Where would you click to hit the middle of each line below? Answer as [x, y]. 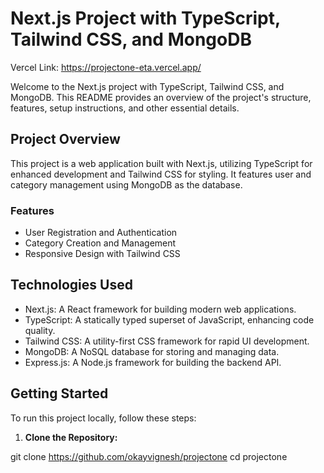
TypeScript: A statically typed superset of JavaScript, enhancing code [169, 319]
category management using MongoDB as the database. [126, 184]
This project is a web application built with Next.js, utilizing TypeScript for [161, 163]
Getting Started [59, 393]
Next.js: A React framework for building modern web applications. [160, 309]
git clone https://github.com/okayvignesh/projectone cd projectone [149, 456]
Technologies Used [71, 285]
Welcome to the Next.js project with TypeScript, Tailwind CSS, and [147, 86]
